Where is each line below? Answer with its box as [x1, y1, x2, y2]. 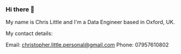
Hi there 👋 [5, 5, 35, 14]
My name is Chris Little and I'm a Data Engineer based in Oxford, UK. [5, 19, 176, 26]
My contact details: [5, 30, 53, 37]
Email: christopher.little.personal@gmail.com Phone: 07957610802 [5, 41, 169, 49]
